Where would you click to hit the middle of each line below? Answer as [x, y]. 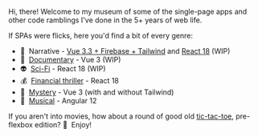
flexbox [21, 125]
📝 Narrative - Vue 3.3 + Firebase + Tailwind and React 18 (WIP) [125, 51]
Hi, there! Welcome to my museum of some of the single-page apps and [128, 12]
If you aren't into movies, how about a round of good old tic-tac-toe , [121, 116]
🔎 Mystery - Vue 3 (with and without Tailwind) [97, 92]
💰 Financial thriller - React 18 [69, 81]
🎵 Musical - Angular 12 [58, 101]
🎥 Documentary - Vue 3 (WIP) [70, 60]
